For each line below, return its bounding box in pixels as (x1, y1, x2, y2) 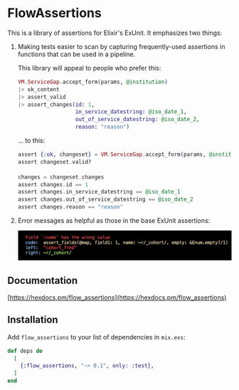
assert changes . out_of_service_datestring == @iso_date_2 (17, 196, 193, 204)
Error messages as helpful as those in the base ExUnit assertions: (17, 216, 211, 225)
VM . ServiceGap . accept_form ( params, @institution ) (17, 78, 169, 85)
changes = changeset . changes (17, 173, 105, 181)
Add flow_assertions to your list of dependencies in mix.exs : (7, 332, 186, 341)
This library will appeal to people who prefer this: (17, 63, 161, 72)
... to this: (17, 137, 46, 145)
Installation (7, 314, 58, 326)
